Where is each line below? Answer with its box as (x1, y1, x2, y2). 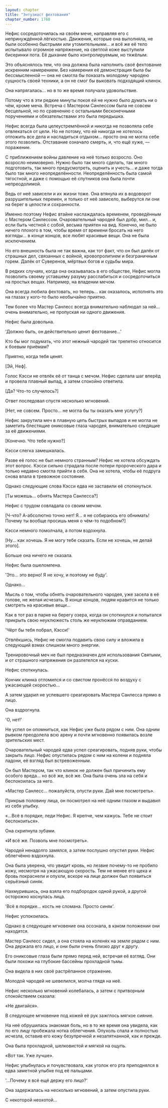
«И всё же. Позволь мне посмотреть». (5, 838, 89, 844)
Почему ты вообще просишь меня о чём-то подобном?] (5, 518, 126, 524)
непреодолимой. (5, 181, 42, 187)
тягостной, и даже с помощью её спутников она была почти (5, 176, 135, 182)
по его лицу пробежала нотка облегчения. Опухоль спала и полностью (5, 1028, 158, 1034)
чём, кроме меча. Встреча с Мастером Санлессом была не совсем (5, 103, 151, 109)
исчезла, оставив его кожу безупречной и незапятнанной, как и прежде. (5, 1033, 162, 1039)
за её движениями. (5, 428, 47, 434)
